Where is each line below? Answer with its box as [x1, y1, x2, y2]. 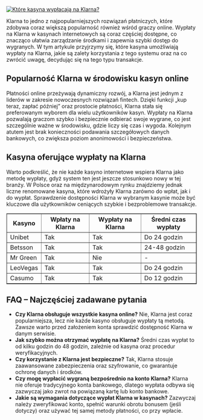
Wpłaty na [50, 215, 80, 223]
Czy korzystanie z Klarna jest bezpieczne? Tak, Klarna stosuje [14, 356, 173, 363]
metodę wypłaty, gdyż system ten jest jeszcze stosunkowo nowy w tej [6, 174, 181, 182]
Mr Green [10, 253, 37, 261]
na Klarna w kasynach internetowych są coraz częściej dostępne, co [6, 30, 177, 38]
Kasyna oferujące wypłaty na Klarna [6, 152, 146, 163]
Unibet [10, 233, 29, 241]
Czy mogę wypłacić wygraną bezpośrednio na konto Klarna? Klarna [14, 375, 188, 382]
